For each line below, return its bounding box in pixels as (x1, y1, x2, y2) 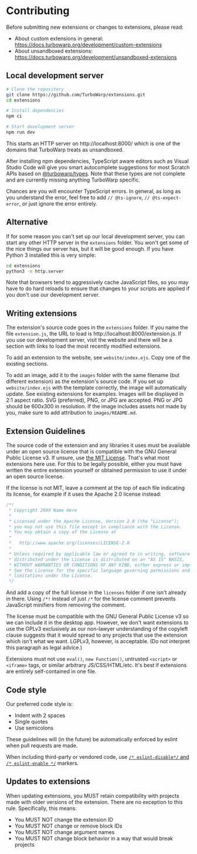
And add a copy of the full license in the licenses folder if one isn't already (6, 589, 186, 596)
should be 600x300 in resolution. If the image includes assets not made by (6, 403, 187, 410)
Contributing (6, 4, 70, 18)
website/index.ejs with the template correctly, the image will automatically (6, 384, 187, 391)
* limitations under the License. (8, 573, 93, 579)
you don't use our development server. (6, 291, 100, 298)
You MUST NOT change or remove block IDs (14, 822, 123, 829)
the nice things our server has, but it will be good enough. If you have (6, 245, 174, 252)
